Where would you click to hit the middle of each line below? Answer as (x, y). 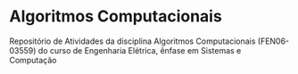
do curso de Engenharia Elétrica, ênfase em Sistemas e (140, 50)
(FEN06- (273, 41)
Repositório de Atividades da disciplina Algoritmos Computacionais (132, 41)
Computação (33, 60)
